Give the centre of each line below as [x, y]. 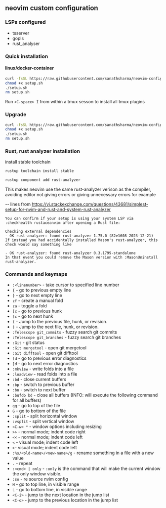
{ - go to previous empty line [41, 290]
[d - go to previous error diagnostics [49, 358]
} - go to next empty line [37, 296]
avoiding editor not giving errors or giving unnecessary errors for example [81, 195]
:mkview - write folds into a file [43, 369]
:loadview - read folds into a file [45, 374]
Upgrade [16, 115]
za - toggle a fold [29, 306]
